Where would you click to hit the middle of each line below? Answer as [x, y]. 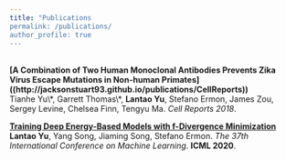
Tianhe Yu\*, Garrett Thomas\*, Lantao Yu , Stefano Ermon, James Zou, [142, 99]
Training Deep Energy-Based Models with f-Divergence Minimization [143, 126]
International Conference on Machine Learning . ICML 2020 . [123, 145]
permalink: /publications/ [61, 26]
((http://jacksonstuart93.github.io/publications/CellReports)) [129, 90]
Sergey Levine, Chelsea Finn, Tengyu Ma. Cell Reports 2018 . [123, 109]
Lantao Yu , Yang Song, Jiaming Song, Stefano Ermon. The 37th [129, 136]
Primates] [180, 80]
